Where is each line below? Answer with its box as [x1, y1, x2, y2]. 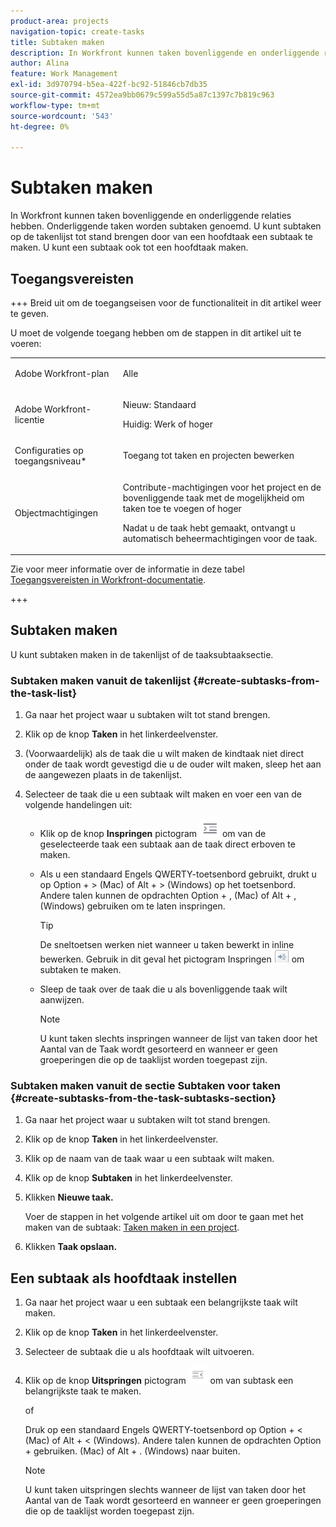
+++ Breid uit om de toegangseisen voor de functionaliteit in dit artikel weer [10, 297, 322, 309]
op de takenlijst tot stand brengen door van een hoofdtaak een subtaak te [10, 231, 313, 243]
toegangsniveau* [14, 455, 87, 467]
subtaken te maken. [39, 964, 122, 976]
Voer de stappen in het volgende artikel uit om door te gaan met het [24, 1211, 304, 1223]
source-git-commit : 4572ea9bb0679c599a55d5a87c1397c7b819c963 [10, 90, 275, 100]
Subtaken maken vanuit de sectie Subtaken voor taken [10, 1079, 281, 1093]
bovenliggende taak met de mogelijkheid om [122, 491, 305, 504]
